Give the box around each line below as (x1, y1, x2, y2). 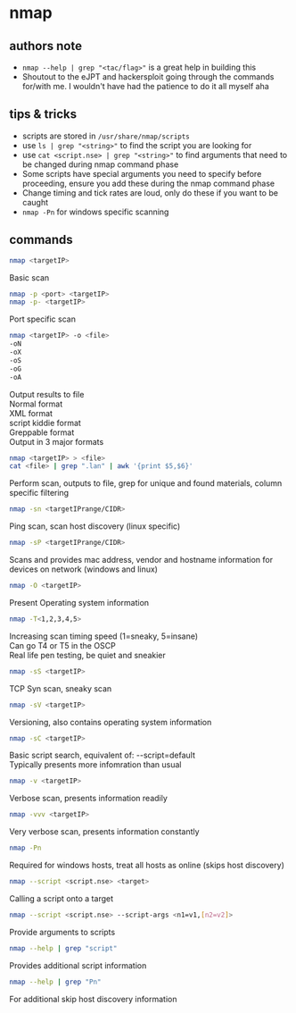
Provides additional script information (9, 959, 147, 971)
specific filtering (9, 488, 70, 498)
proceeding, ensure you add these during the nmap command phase (21, 178, 275, 188)
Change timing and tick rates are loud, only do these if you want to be (21, 187, 279, 198)
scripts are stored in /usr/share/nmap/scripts (21, 130, 190, 141)
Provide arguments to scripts (9, 926, 116, 937)
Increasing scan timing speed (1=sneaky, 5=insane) (9, 631, 199, 641)
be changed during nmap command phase (21, 159, 179, 170)
